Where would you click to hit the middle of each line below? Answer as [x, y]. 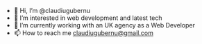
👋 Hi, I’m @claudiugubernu [52, 11]
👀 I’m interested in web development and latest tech [88, 18]
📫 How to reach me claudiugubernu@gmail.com [84, 33]
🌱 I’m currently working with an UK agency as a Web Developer [104, 25]
